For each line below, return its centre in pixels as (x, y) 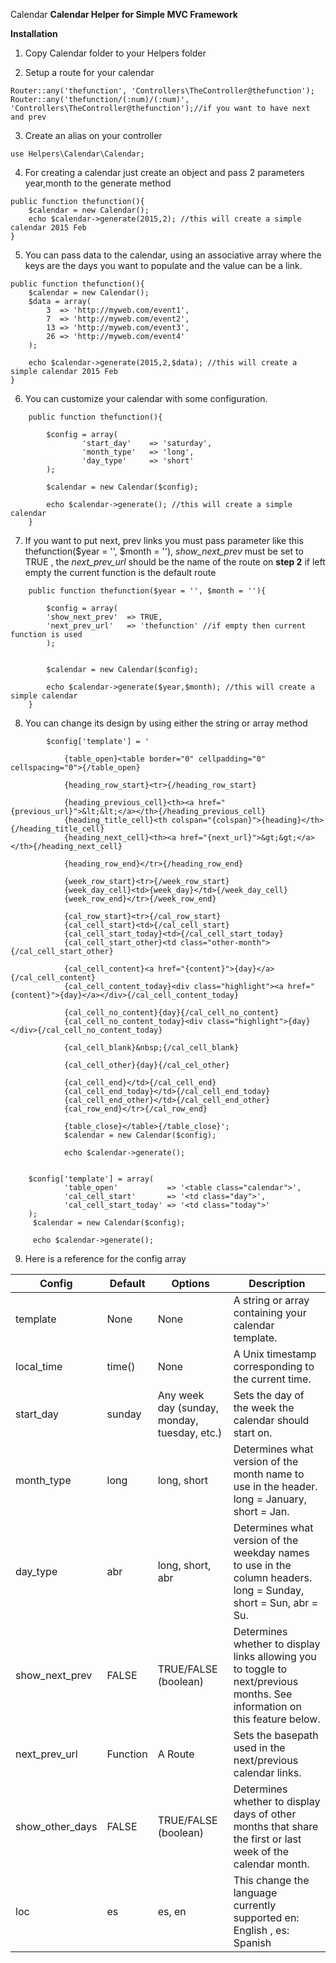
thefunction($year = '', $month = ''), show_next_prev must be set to (164, 551)
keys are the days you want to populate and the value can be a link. (163, 265)
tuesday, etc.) (190, 1432)
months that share (276, 1826)
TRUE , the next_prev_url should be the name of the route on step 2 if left (175, 562)
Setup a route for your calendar (89, 72)
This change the (271, 1880)
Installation (34, 33)
